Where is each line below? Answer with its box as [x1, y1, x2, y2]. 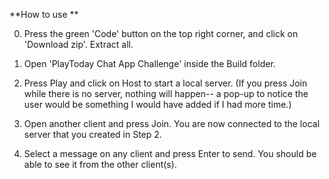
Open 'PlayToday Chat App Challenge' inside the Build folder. [23, 58, 276, 69]
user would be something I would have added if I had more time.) [23, 99, 292, 110]
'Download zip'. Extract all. [23, 39, 134, 50]
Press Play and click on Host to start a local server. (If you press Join [23, 77, 308, 89]
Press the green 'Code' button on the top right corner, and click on [23, 28, 299, 39]
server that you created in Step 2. [23, 129, 162, 140]
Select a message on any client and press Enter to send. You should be [23, 148, 317, 159]
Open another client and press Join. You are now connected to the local [23, 118, 321, 129]
